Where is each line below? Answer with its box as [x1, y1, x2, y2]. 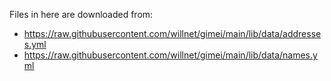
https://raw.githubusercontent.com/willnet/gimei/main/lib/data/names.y [23, 49, 318, 61]
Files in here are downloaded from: [9, 9, 154, 20]
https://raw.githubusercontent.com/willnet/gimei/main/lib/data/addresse [23, 28, 322, 39]
